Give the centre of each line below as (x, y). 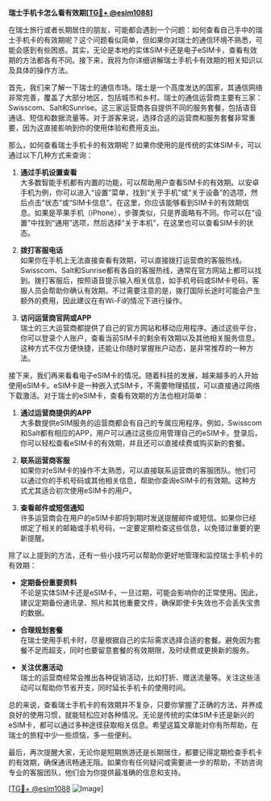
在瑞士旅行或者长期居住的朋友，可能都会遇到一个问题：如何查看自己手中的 (132, 30)
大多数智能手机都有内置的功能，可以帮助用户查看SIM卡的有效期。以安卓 (140, 182)
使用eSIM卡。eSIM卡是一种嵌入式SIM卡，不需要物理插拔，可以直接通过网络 (134, 386)
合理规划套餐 (41, 630)
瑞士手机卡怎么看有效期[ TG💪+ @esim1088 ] (81, 13)
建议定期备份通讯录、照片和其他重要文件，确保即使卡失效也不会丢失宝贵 (140, 603)
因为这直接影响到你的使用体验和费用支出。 (93, 128)
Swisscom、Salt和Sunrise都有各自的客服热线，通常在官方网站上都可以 (137, 270)
